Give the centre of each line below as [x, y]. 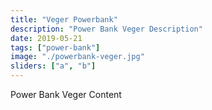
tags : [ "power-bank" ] [55, 47]
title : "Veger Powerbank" [64, 19]
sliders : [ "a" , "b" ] [53, 66]
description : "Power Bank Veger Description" [106, 29]
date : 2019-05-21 [46, 38]
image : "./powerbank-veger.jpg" [77, 57]
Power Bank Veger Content [66, 94]
